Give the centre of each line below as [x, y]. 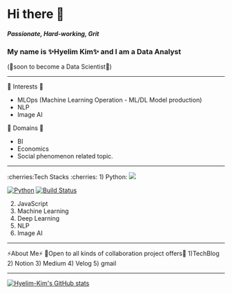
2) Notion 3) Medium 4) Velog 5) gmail [62, 264]
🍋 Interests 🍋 [25, 86]
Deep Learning [38, 219]
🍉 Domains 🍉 [25, 128]
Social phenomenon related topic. [65, 156]
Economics [33, 149]
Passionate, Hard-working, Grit [53, 33]
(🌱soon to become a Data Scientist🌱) [60, 67]
